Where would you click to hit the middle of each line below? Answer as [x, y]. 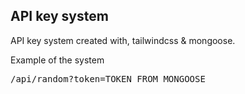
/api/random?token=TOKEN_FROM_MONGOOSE [108, 78]
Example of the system [57, 60]
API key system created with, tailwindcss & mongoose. [123, 40]
